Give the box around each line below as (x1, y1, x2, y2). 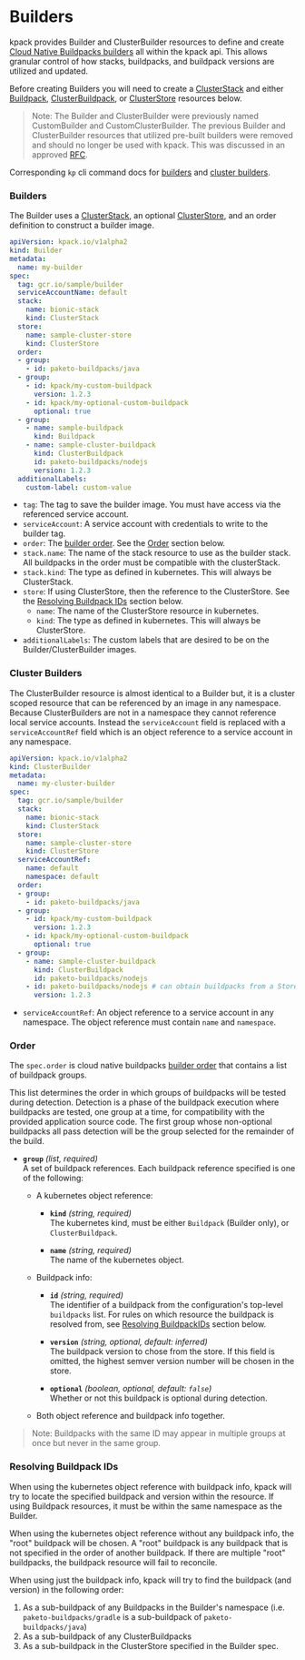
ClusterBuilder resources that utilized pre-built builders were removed (31, 129, 293, 140)
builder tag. (22, 528, 66, 539)
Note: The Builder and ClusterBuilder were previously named (31, 110, 259, 121)
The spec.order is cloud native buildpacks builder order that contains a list (9, 1060, 288, 1071)
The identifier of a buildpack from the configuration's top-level (49, 1300, 284, 1311)
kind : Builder (9, 246, 64, 256)
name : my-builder (17, 262, 84, 272)
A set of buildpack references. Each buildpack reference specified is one (22, 1163, 296, 1174)
